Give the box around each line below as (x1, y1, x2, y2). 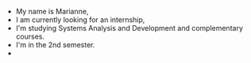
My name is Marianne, (15, 7, 89, 16)
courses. (15, 31, 45, 41)
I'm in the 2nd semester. (15, 40, 95, 50)
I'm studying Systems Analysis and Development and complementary (15, 24, 244, 32)
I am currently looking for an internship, (15, 15, 145, 24)
